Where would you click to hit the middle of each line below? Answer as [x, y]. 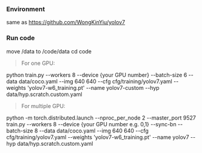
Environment [26, 9]
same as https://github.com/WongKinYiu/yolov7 [66, 22]
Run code [21, 38]
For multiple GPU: [43, 106]
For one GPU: [38, 63]
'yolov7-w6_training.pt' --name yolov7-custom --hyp [93, 87]
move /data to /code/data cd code [49, 51]
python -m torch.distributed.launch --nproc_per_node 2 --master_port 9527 [101, 118]
